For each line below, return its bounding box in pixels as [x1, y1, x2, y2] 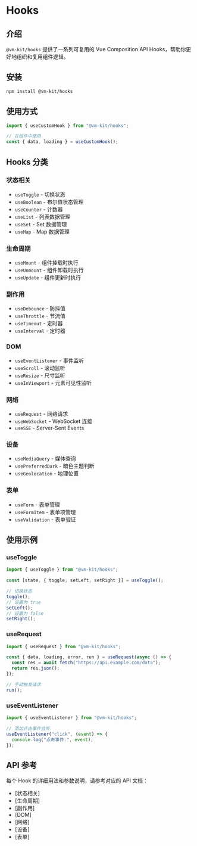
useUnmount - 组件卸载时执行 [14, 266, 84, 274]
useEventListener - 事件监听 [14, 357, 85, 364]
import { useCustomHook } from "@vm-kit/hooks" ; [6, 123, 129, 129]
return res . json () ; [11, 665, 60, 671]
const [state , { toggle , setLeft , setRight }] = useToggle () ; [6, 577, 164, 584]
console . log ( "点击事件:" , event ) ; [11, 736, 93, 742]
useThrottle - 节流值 [14, 312, 65, 319]
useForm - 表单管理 [14, 501, 61, 508]
